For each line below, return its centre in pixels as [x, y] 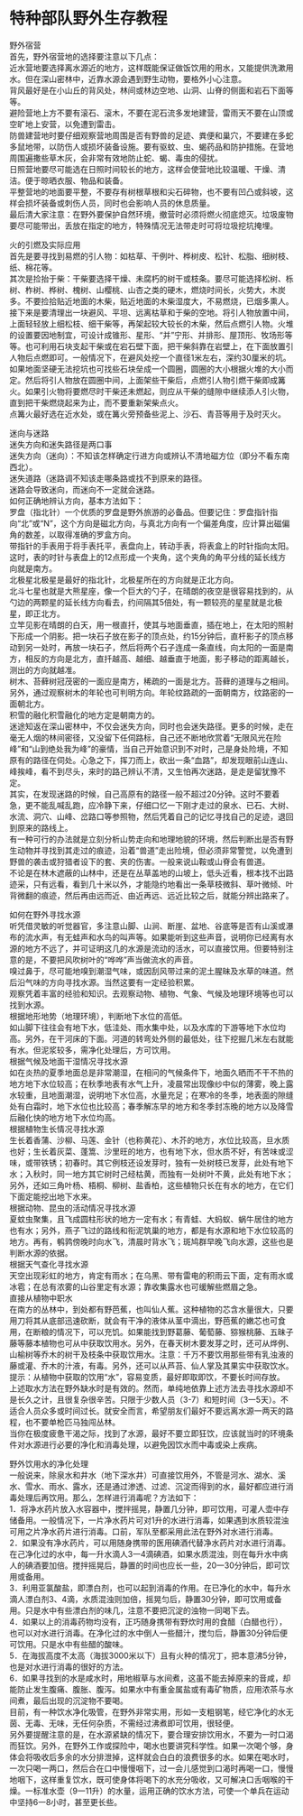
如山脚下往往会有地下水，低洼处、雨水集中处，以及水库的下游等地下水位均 [147, 1027]
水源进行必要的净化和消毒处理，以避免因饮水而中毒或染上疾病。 [143, 1444]
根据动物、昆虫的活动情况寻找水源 [73, 1208]
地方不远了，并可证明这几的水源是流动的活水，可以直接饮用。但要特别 [155, 948]
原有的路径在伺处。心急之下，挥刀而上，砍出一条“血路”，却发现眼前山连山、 [151, 760]
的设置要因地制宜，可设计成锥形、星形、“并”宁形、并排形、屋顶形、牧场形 [147, 335]
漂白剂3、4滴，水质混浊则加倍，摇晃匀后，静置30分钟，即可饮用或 [150, 1599]
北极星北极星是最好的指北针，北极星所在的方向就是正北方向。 [124, 579]
